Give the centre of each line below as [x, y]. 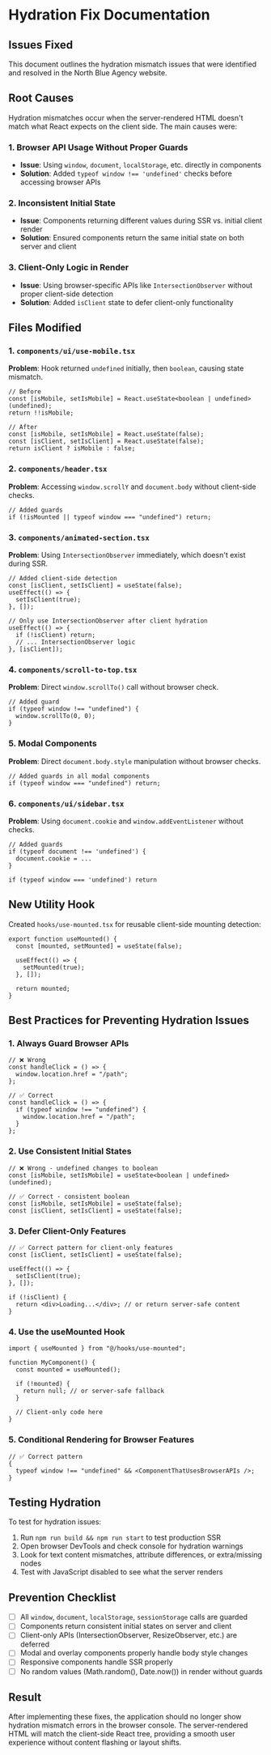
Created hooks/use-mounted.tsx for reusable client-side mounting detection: [135, 924]
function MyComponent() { [52, 1363]
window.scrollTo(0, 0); [55, 716]
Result [25, 1697]
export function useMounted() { [63, 939]
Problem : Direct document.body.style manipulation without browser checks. [135, 761]
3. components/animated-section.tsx [79, 538]
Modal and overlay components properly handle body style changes [134, 1653]
